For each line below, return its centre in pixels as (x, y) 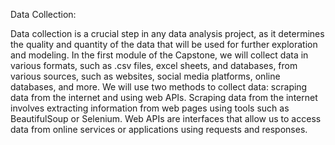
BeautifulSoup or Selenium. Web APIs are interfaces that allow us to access (166, 118)
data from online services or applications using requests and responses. (159, 129)
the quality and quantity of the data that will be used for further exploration (164, 44)
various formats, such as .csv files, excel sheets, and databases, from (154, 65)
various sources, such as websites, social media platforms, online (145, 76)
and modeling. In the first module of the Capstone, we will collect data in (159, 55)
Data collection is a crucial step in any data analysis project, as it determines (167, 33)
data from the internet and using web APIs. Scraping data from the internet (164, 97)
